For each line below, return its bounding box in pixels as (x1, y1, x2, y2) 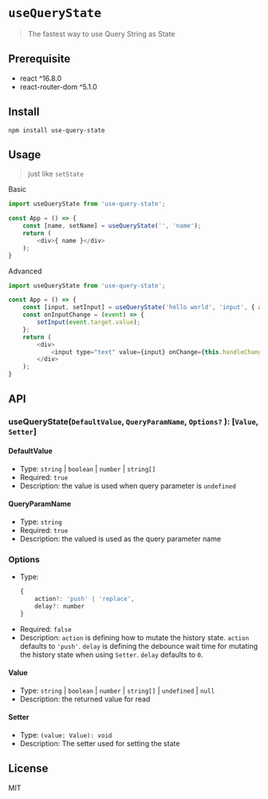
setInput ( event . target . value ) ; (37, 318, 141, 326)
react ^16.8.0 (19, 74, 62, 83)
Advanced (8, 266, 42, 276)
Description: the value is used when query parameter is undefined (19, 481, 237, 491)
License (8, 761, 49, 776)
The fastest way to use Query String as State (27, 29, 175, 38)
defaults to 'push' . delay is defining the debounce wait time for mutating (19, 641, 258, 650)
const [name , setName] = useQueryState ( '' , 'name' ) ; (22, 222, 202, 230)
